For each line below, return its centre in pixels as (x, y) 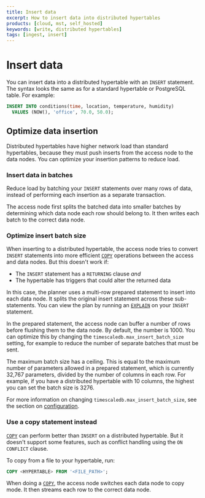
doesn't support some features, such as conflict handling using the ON (95, 442)
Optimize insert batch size (46, 236)
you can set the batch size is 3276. (50, 388)
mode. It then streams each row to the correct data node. (79, 490)
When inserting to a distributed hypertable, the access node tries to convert (102, 249)
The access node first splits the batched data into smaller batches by (94, 207)
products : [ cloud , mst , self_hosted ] (55, 23)
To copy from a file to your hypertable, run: (61, 460)
